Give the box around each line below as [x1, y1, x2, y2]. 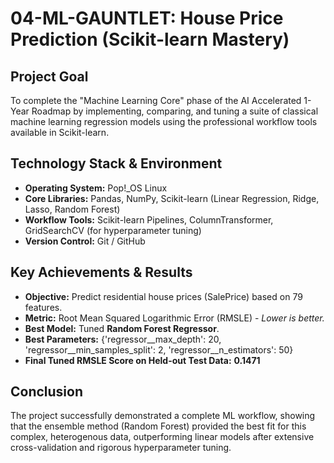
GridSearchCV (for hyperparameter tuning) [24, 224, 202, 236]
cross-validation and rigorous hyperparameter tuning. [10, 442, 232, 454]
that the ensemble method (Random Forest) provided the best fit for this [10, 420, 307, 432]
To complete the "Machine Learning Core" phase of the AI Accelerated [10, 95, 302, 106]
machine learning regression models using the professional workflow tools [10, 116, 318, 127]
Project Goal [10, 68, 89, 85]
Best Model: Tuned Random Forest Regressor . [24, 322, 220, 334]
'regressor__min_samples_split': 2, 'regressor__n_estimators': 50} [24, 343, 294, 356]
